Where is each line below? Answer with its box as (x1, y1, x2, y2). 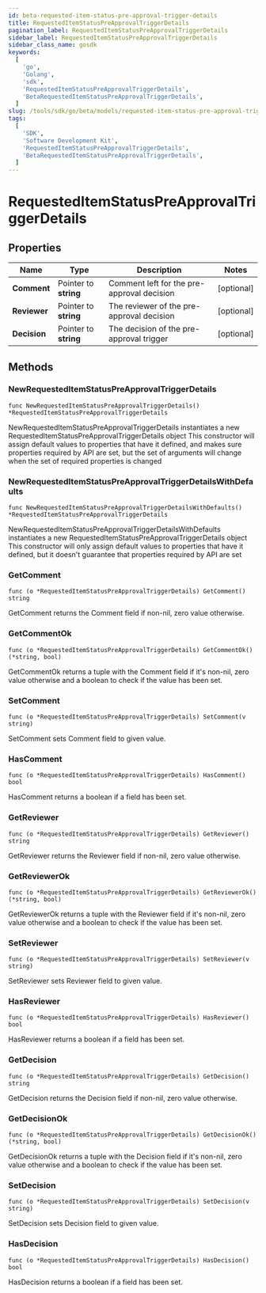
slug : (8, 108, 26, 116)
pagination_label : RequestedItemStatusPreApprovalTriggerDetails (8, 26, 228, 34)
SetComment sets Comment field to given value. (8, 734, 166, 743)
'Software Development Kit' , (22, 136, 119, 145)
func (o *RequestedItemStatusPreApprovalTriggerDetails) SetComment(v (8, 713, 246, 721)
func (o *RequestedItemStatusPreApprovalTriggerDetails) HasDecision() (8, 1256, 249, 1265)
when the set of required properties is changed (8, 456, 162, 465)
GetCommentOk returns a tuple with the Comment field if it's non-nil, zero (8, 666, 249, 677)
